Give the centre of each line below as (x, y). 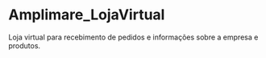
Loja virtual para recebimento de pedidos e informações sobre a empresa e (133, 37)
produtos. (25, 45)
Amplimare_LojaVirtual (87, 15)
